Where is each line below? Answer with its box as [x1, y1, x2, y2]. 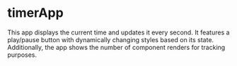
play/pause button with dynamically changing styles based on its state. [7, 35, 214, 44]
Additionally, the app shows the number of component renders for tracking [7, 43, 226, 51]
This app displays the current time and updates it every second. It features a [7, 28, 230, 37]
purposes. [7, 51, 37, 59]
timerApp [7, 5, 64, 21]
